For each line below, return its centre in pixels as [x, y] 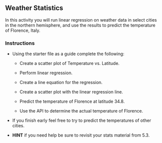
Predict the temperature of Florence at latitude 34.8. [72, 101]
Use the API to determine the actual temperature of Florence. [81, 111]
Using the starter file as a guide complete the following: [68, 54]
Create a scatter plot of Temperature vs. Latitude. [69, 63]
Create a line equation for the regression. [61, 83]
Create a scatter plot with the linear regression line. [71, 92]
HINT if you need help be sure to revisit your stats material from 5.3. [81, 135]
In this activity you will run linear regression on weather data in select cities [81, 20]
